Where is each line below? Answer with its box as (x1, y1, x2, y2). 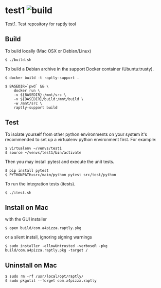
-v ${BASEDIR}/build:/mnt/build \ (14, 96, 84, 102)
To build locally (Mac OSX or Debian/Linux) (5, 48, 91, 54)
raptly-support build (14, 105, 57, 110)
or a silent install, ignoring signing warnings (5, 234, 92, 240)
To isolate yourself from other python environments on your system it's (5, 131, 147, 137)
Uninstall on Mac (5, 261, 57, 270)
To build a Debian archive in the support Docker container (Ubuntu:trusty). (5, 66, 154, 72)
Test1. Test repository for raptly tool (5, 21, 76, 27)
